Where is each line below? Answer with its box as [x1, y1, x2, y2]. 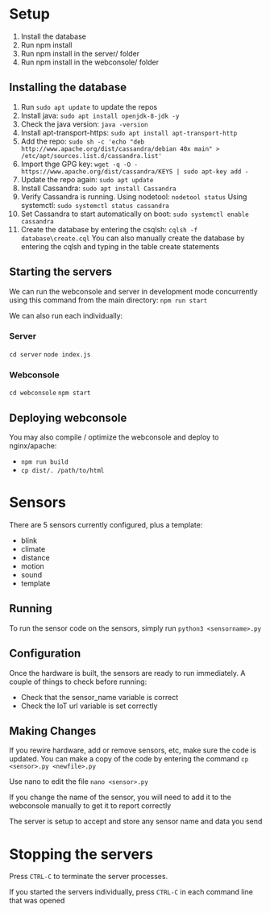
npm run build [20, 457, 69, 466]
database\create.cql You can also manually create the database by [20, 233, 245, 243]
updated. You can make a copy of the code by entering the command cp [9, 754, 249, 764]
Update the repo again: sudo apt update [20, 174, 154, 184]
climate [20, 544, 46, 553]
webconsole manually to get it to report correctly [9, 801, 172, 811]
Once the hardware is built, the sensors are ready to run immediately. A [9, 668, 246, 677]
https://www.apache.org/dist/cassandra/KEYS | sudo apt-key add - [20, 167, 249, 176]
